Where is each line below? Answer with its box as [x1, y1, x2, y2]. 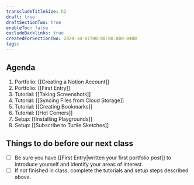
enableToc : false [6, 25, 49, 31]
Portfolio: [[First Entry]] [14, 84, 70, 91]
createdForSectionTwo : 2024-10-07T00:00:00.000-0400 [6, 36, 137, 41]
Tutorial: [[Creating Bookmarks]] [14, 103, 92, 110]
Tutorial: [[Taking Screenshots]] [14, 90, 91, 97]
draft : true [6, 14, 35, 20]
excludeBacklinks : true [6, 30, 64, 36]
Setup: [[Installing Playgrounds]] [14, 115, 92, 123]
